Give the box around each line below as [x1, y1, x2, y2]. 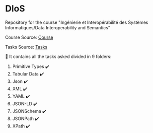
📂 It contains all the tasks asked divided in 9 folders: [5, 53, 112, 60]
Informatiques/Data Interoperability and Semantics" [5, 24, 111, 30]
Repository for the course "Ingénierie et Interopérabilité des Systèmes [5, 19, 149, 25]
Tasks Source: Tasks [5, 44, 48, 50]
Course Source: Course [5, 34, 54, 40]
